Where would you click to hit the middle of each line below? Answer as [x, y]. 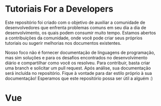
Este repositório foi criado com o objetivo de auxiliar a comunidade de [75, 22]
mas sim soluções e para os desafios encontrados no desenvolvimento [76, 57]
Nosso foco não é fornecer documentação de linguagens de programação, [80, 53]
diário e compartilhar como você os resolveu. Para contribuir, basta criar [78, 63]
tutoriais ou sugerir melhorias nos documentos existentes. [63, 43]
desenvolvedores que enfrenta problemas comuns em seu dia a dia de [76, 27]
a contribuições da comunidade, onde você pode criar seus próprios [74, 38]
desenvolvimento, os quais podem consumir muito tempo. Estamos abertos [80, 33]
